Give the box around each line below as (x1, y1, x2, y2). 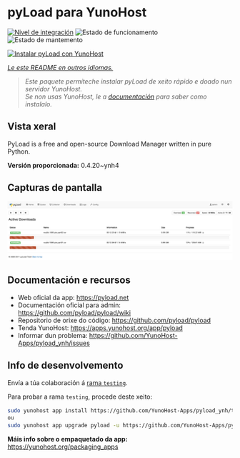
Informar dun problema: (17, 331, 88, 339)
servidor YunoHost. (24, 84, 82, 93)
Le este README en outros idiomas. (7, 63, 114, 71)
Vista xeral (7, 121, 56, 133)
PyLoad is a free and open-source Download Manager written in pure (7, 139, 212, 148)
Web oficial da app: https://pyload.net (17, 293, 129, 302)
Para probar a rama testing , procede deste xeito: (7, 392, 153, 401)
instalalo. (24, 99, 52, 108)
